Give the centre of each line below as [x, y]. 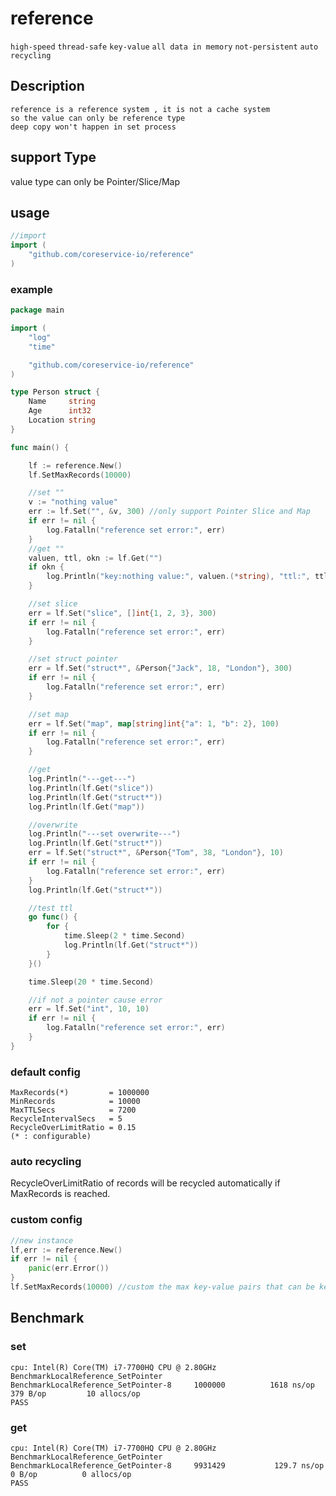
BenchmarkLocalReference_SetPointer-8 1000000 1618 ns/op [162, 1385]
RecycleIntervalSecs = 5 [66, 1119]
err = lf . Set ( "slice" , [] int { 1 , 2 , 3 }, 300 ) [122, 613]
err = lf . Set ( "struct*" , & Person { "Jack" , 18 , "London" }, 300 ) [160, 668]
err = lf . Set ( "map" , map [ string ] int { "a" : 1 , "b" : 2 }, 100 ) [154, 723]
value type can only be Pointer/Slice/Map [95, 181]
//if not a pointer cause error [95, 1000]
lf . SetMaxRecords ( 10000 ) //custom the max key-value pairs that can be [162, 1287]
